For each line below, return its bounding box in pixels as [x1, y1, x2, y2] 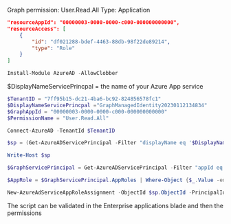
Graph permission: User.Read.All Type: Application [7, 6, 151, 14]
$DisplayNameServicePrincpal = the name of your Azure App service [7, 82, 203, 90]
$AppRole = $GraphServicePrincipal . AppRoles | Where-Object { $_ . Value [7, 177, 214, 183]
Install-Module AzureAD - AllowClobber [7, 70, 118, 77]
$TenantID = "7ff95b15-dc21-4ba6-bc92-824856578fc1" [7, 96, 162, 102]
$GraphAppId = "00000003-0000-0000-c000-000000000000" [7, 108, 168, 115]
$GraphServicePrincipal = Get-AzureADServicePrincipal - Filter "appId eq [7, 164, 223, 171]
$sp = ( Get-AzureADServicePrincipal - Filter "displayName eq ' [7, 139, 192, 146]
